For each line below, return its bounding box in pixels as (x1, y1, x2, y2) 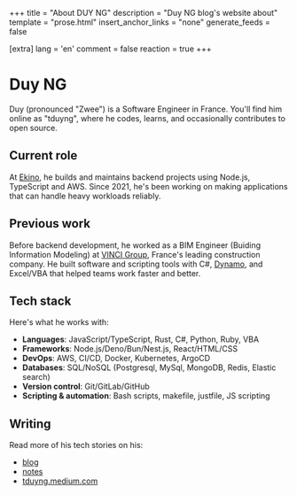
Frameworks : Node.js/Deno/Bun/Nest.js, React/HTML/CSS (21, 344, 238, 354)
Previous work (9, 216, 91, 231)
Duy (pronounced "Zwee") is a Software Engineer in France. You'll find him (9, 104, 282, 114)
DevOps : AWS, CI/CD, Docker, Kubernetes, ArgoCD (21, 353, 211, 364)
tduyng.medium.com (21, 476, 98, 486)
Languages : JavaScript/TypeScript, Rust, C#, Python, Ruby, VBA (21, 334, 260, 344)
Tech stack (9, 293, 72, 308)
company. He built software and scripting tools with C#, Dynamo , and (9, 259, 263, 269)
